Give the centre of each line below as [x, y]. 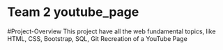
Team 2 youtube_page [73, 12]
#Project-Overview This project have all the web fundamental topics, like [111, 31]
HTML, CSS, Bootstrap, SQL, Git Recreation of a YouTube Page [98, 38]
